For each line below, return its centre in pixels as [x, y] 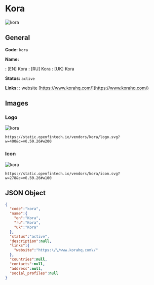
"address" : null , [26, 268]
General [18, 38]
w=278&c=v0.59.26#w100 [28, 178]
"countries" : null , [29, 259]
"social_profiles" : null [34, 273]
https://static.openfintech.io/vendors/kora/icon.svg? [63, 174]
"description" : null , [31, 241]
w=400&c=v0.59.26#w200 [28, 142]
